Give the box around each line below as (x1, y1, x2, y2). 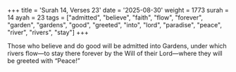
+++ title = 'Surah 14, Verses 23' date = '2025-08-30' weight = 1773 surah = (7, 6, 229, 14)
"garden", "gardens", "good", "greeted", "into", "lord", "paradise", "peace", (7, 21, 222, 29)
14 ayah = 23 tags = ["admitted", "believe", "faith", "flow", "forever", (7, 13, 203, 22)
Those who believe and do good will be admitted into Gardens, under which (7, 42, 227, 50)
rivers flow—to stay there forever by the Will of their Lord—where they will (7, 49, 223, 57)
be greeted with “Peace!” (7, 57, 80, 65)
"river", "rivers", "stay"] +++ (7, 28, 89, 36)
